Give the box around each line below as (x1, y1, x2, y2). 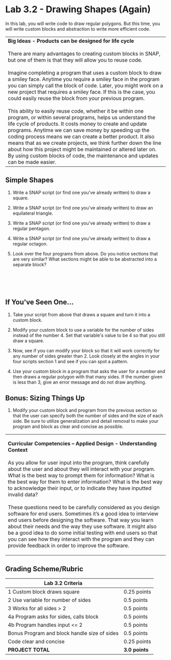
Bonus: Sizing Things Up (5, 394, 85, 402)
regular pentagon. (12, 225, 51, 232)
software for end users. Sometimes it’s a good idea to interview (8, 510, 159, 517)
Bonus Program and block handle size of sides (8, 630, 119, 637)
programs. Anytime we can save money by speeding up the (8, 126, 150, 134)
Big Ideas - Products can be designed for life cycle (8, 37, 134, 44)
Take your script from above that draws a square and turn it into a (12, 311, 151, 317)
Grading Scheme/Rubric (5, 565, 83, 573)
